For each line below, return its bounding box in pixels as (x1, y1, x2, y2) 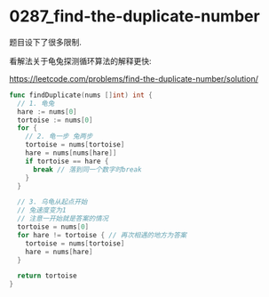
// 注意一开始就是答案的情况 (17, 214, 109, 223)
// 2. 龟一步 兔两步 (25, 132, 93, 141)
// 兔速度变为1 (17, 206, 67, 215)
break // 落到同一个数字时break (32, 165, 142, 174)
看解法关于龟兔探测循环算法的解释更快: (9, 55, 153, 66)
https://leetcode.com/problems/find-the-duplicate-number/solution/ (9, 73, 259, 84)
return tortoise (17, 271, 77, 281)
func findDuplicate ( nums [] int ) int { (9, 91, 153, 100)
